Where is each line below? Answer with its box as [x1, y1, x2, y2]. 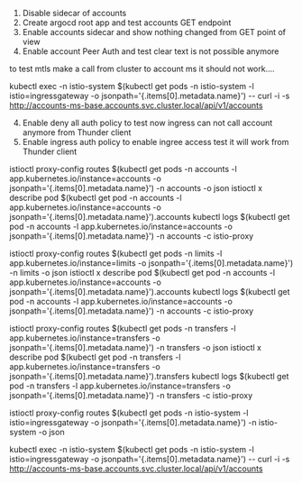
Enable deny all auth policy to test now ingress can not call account [22, 117, 273, 128]
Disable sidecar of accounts [22, 8, 127, 18]
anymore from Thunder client [22, 127, 132, 138]
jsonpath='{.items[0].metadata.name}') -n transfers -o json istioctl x [9, 342, 261, 352]
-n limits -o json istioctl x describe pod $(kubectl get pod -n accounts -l [9, 268, 276, 278]
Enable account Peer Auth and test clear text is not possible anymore [22, 46, 279, 57]
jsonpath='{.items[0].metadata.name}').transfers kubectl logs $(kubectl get [9, 371, 289, 381]
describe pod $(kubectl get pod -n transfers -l [9, 351, 181, 362]
